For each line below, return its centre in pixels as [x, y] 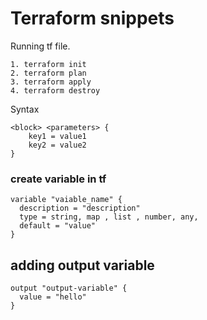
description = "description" [80, 208]
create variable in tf [58, 179]
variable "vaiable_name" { [66, 200]
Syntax [25, 109]
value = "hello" [53, 297]
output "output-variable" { [69, 288]
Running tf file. [40, 46]
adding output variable [82, 265]
